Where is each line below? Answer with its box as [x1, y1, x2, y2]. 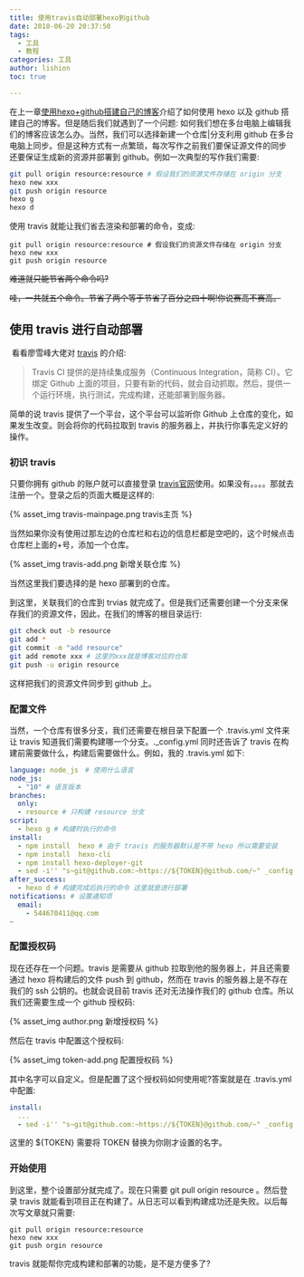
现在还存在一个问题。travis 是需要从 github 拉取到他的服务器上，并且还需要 [9, 962, 290, 974]
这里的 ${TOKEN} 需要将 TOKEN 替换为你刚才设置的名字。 [9, 1138, 228, 1148]
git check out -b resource [9, 627, 111, 636]
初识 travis [9, 456, 56, 468]
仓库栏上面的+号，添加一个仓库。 [9, 540, 134, 551]
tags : [9, 30, 30, 39]
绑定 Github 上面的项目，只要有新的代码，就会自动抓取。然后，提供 [31, 378, 283, 389]
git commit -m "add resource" [9, 643, 124, 652]
